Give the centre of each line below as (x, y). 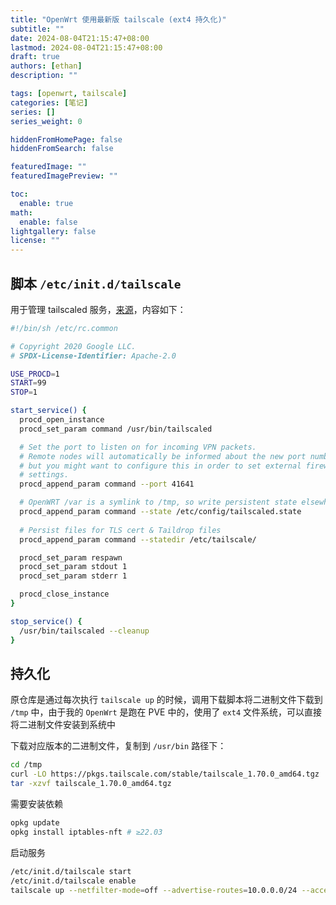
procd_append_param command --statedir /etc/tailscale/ (138, 539)
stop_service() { (46, 621)
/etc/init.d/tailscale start (71, 871)
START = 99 (28, 383)
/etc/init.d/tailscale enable (73, 881)
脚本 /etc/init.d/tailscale (96, 283)
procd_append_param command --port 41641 (107, 484)
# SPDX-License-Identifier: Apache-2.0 (93, 356)
